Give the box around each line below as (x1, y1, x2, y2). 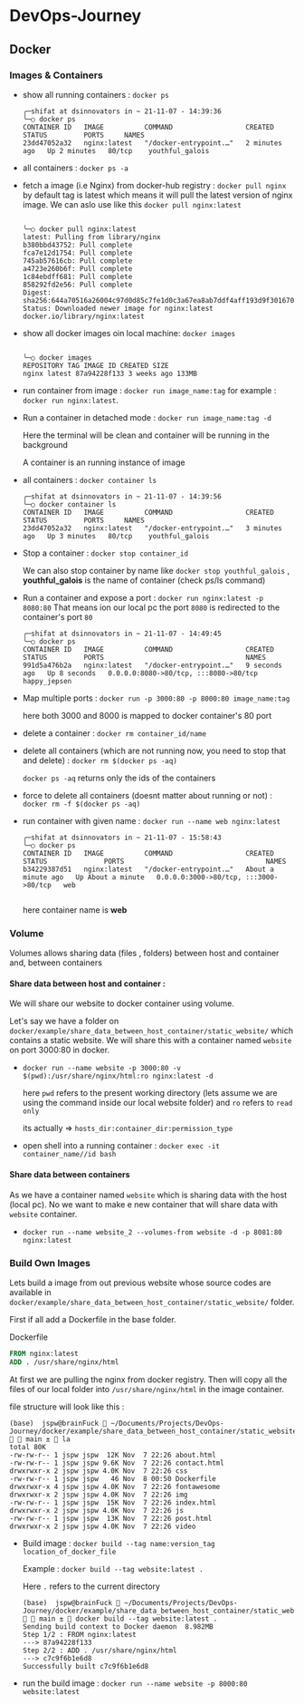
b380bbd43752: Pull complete (22, 240, 133, 249)
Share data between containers (9, 1168, 130, 1179)
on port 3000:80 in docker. (9, 1044, 110, 1056)
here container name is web (22, 904, 128, 915)
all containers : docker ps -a (22, 162, 128, 173)
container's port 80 (22, 611, 93, 622)
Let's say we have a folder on (9, 1016, 119, 1027)
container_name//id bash (22, 1150, 117, 1159)
